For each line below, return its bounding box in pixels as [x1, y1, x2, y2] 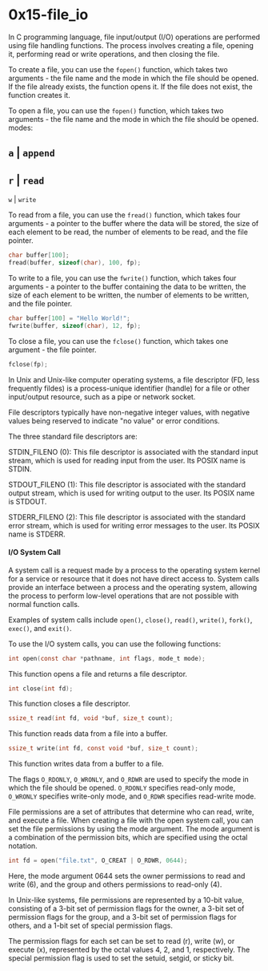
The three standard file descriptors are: [8, 431, 138, 441]
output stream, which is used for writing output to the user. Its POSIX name [8, 488, 255, 498]
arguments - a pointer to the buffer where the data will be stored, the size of [8, 219, 259, 229]
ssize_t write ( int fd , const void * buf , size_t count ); [8, 744, 198, 753]
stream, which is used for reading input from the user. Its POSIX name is [8, 455, 246, 465]
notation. [8, 841, 38, 851]
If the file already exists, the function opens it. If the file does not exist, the [8, 82, 254, 91]
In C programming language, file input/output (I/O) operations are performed [8, 32, 261, 42]
